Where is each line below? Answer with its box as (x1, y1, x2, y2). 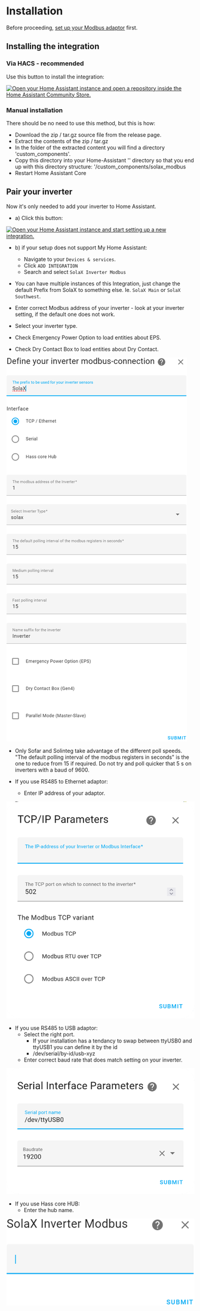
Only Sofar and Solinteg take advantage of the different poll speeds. (14, 747, 183, 754)
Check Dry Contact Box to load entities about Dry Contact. (14, 345, 159, 352)
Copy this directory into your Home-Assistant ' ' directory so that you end (14, 156, 194, 164)
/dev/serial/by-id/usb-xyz (32, 1050, 96, 1057)
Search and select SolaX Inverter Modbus (23, 268, 127, 275)
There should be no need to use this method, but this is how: (6, 119, 156, 126)
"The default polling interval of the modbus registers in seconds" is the (14, 754, 189, 761)
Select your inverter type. (14, 322, 78, 329)
